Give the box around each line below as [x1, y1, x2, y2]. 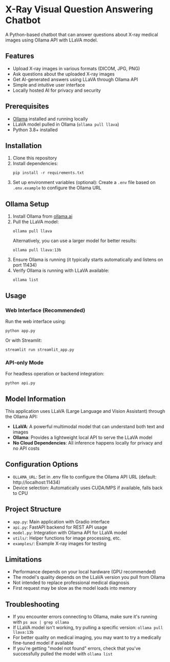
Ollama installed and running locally [12, 115, 88, 122]
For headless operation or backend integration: [5, 371, 104, 377]
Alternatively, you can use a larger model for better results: [12, 237, 137, 244]
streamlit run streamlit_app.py [5, 347, 74, 352]
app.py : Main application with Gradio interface [12, 518, 110, 525]
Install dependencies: [12, 161, 58, 167]
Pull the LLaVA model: [12, 219, 59, 225]
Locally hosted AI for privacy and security [12, 87, 101, 93]
